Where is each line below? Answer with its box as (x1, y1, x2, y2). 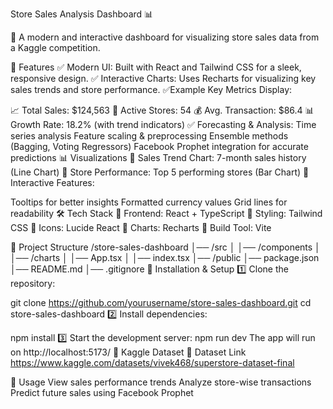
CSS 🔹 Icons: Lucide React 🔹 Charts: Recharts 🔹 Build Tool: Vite (10, 222, 272, 233)
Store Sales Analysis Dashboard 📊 (10, 8, 154, 20)
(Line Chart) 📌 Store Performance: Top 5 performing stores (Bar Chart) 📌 (10, 166, 310, 178)
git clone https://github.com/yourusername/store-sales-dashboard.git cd (10, 297, 312, 308)
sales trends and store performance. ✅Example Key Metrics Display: (10, 84, 293, 95)
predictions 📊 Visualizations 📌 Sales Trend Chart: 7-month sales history (10, 152, 307, 163)
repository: (10, 278, 56, 289)
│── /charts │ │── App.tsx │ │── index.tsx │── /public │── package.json (10, 252, 320, 263)
